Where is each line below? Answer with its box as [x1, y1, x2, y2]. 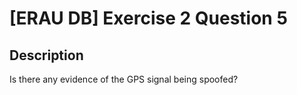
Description [9, 47, 84, 64]
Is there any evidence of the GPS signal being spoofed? [9, 73, 239, 85]
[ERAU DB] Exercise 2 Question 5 [9, 7, 288, 30]
